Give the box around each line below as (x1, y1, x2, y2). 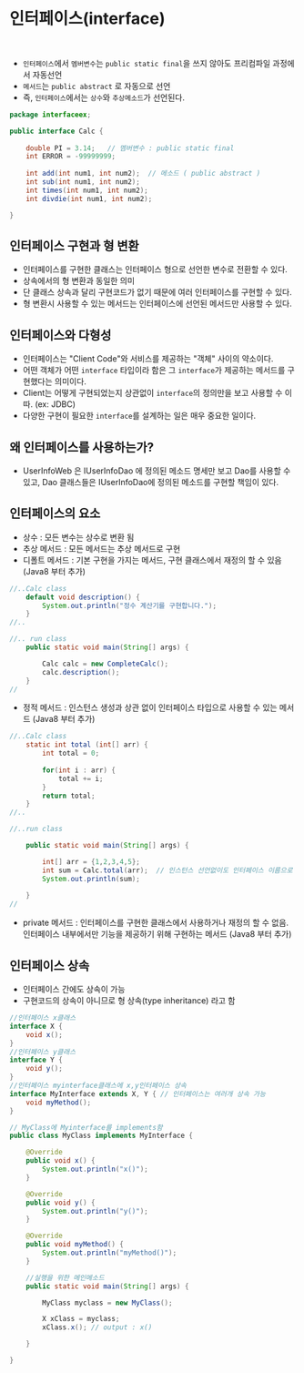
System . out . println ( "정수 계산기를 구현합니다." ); (42, 601, 217, 610)
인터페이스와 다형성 (9, 327, 112, 342)
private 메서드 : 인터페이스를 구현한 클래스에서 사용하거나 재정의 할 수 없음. (22, 917, 289, 929)
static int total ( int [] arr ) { (25, 740, 148, 749)
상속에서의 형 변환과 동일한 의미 (22, 275, 135, 287)
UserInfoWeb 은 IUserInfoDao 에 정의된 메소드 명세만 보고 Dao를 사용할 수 (22, 465, 291, 476)
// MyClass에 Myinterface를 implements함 (9, 1123, 164, 1132)
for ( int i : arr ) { (42, 766, 117, 775)
